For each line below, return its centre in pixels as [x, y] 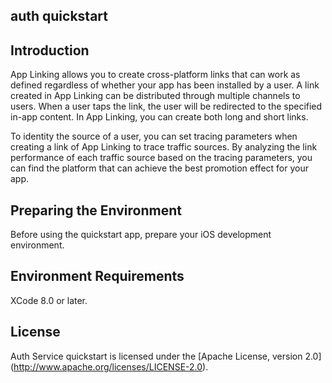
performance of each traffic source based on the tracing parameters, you [161, 158]
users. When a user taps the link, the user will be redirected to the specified [166, 106]
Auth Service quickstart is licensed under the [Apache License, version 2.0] [166, 356]
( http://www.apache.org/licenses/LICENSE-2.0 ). [109, 366]
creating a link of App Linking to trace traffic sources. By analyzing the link [164, 147]
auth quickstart [59, 16]
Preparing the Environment [96, 210]
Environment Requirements [97, 276]
